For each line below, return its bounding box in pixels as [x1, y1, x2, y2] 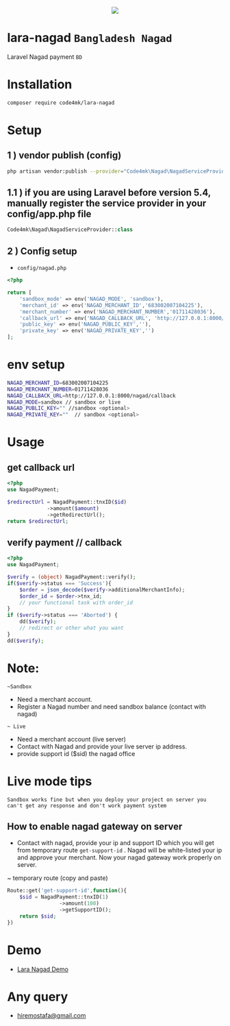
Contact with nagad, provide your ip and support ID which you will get [16, 839, 214, 847]
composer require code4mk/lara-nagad [7, 99, 115, 106]
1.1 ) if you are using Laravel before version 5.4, [7, 187, 211, 199]
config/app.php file [7, 208, 92, 220]
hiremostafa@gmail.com [16, 1012, 86, 1020]
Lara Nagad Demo [16, 965, 68, 973]
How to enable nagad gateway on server [7, 820, 183, 832]
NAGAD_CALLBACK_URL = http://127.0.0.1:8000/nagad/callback [7, 392, 176, 399]
